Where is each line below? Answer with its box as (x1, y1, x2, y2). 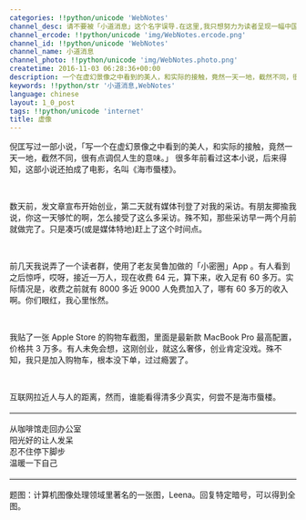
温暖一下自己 (9, 457, 57, 469)
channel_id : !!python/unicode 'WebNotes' (9, 38, 169, 48)
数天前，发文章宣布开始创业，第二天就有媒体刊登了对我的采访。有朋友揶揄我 (9, 201, 297, 212)
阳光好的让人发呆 (9, 434, 74, 446)
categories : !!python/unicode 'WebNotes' (9, 13, 169, 23)
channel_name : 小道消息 (9, 47, 94, 56)
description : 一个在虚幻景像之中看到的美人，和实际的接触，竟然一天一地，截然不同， (9, 73, 293, 82)
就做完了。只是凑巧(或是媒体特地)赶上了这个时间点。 (9, 224, 208, 235)
